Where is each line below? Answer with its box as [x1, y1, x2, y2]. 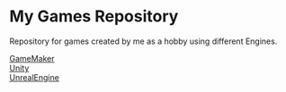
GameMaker [9, 53, 56, 63]
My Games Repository [9, 6, 179, 27]
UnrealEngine [9, 71, 60, 82]
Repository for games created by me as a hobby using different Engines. [9, 36, 278, 46]
